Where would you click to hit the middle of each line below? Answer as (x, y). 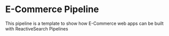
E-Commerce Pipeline (52, 9)
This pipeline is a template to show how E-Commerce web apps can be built (85, 23)
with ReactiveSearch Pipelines (37, 28)
